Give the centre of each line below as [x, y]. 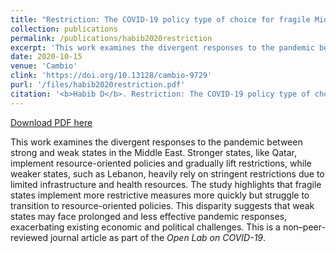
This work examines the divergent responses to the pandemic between [156, 142]
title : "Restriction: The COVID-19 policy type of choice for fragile [160, 19]
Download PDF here [51, 122]
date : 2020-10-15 [46, 57]
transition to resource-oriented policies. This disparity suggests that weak [162, 205]
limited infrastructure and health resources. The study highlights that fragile [166, 184]
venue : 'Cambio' [44, 66]
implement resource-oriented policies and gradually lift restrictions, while [161, 163]
